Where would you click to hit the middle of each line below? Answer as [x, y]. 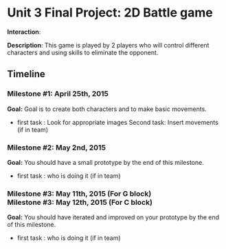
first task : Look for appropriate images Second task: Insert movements [117, 122]
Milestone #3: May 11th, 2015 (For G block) [79, 193]
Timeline [26, 74]
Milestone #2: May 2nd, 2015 [57, 148]
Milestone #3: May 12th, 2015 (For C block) [80, 202]
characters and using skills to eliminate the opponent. [83, 52]
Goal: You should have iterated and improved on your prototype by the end [113, 217]
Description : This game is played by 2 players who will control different [108, 45]
